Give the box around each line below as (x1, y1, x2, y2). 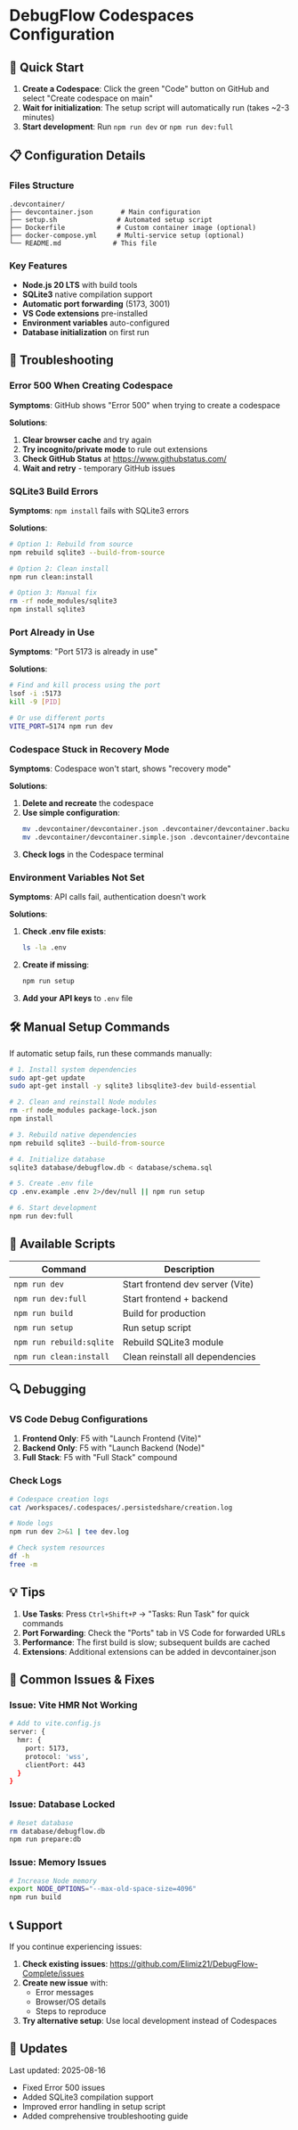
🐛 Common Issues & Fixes (9, 1673, 156, 1688)
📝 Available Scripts (9, 1237, 116, 1252)
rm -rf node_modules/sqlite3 (9, 596, 117, 606)
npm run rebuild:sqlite (13, 1336, 115, 1347)
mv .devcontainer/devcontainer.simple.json (21, 833, 187, 842)
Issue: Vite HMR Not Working (9, 1698, 138, 1711)
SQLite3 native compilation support (21, 289, 153, 300)
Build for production (123, 1307, 206, 1320)
